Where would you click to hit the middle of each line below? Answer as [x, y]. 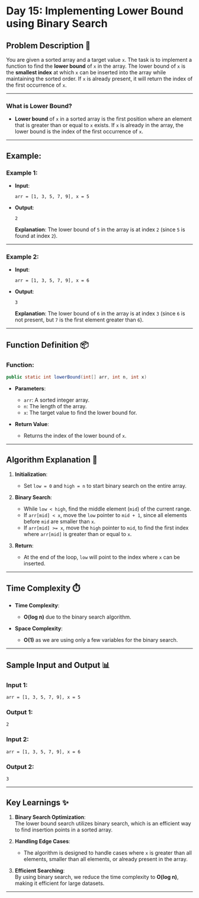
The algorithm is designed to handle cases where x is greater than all [108, 853]
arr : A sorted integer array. [57, 400]
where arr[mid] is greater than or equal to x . [78, 534]
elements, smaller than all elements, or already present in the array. [105, 859]
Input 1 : [17, 685]
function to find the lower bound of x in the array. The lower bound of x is [96, 66]
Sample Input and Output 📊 [58, 665]
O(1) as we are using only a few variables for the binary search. [101, 640]
